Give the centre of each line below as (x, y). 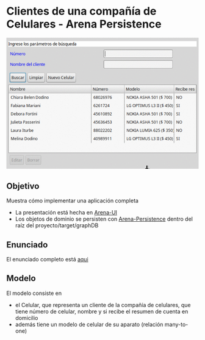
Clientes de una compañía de (81, 11)
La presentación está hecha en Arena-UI (66, 213)
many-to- (176, 324)
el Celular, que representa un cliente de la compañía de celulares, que (103, 305)
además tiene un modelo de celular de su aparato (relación (89, 324)
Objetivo (23, 186)
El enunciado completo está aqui (47, 259)
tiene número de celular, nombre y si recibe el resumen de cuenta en (102, 311)
